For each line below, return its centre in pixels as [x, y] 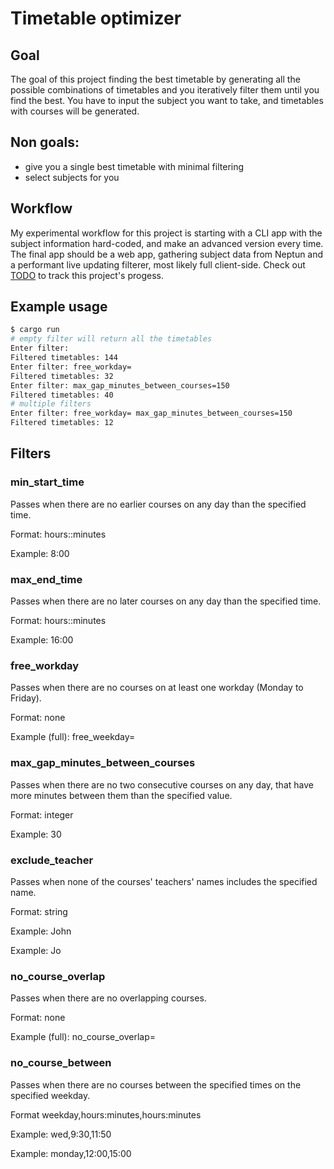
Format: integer [42, 814]
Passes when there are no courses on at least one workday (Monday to [157, 688]
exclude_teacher [52, 860]
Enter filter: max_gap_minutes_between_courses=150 [120, 385]
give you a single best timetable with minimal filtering [134, 166]
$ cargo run [35, 330]
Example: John [41, 931]
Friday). [26, 698]
